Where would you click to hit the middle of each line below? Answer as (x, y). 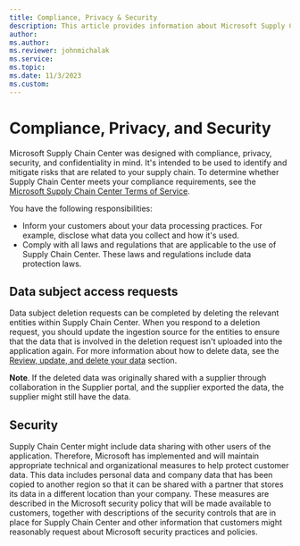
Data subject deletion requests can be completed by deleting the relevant (144, 313)
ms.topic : (28, 68)
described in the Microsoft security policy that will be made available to (140, 504)
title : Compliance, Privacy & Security (83, 17)
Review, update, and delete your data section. (93, 361)
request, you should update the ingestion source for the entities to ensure (145, 332)
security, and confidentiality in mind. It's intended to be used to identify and (148, 163)
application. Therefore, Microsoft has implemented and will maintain (134, 456)
